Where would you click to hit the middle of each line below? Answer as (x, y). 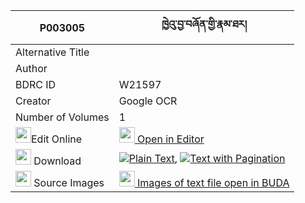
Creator (33, 101)
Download (57, 161)
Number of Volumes (62, 117)
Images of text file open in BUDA (213, 182)
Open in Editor (171, 139)
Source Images (69, 182)
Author (31, 68)
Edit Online (57, 139)
